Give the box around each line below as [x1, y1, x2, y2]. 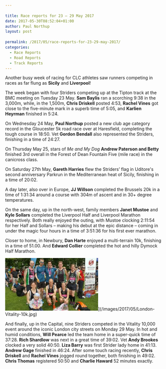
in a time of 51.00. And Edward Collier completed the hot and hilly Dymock [5, 243, 158, 249]
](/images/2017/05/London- [98, 306, 155, 312]
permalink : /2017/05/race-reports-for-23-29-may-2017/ [5, 40, 121, 45]
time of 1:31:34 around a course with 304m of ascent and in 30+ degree [5, 192, 152, 198]
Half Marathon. [5, 248, 36, 254]
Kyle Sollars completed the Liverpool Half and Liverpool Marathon [5, 212, 141, 218]
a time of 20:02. [5, 177, 38, 183]
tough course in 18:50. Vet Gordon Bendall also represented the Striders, [5, 131, 155, 137]
